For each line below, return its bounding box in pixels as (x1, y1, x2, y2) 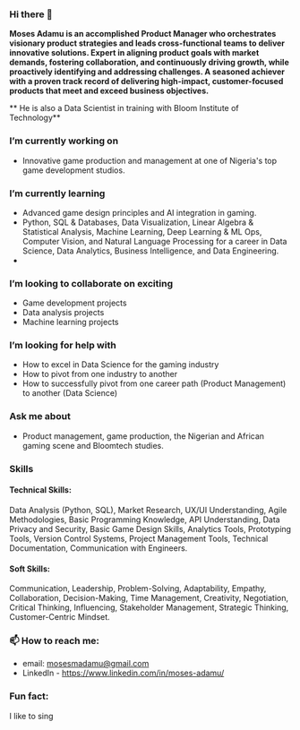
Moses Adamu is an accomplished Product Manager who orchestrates (9, 29, 277, 39)
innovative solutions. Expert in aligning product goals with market (9, 47, 260, 58)
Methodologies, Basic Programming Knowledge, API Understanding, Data (9, 514, 280, 525)
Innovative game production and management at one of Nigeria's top (21, 155, 278, 166)
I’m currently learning (9, 187, 106, 200)
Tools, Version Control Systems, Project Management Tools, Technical (9, 533, 269, 544)
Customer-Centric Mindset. (9, 612, 110, 623)
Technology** (9, 112, 61, 124)
